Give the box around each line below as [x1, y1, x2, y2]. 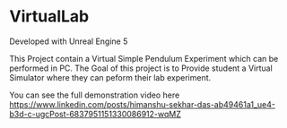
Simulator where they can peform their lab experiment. [9, 72, 212, 82]
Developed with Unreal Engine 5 [9, 36, 128, 47]
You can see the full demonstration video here [9, 90, 180, 100]
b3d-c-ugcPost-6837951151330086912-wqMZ [9, 108, 181, 119]
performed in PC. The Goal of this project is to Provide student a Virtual [9, 63, 274, 73]
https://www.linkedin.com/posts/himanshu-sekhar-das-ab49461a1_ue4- [9, 98, 276, 109]
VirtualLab [9, 6, 90, 27]
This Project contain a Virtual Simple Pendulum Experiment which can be [9, 53, 279, 64]
